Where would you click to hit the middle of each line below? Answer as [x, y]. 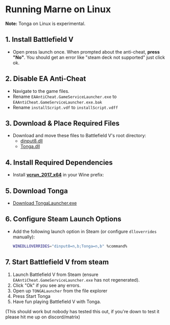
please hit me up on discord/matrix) [43, 317]
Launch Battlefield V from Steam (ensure [55, 274]
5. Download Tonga [37, 191]
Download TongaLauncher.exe [45, 203]
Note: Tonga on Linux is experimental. [45, 23]
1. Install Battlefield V [40, 40]
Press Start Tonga [32, 296]
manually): [24, 237]
